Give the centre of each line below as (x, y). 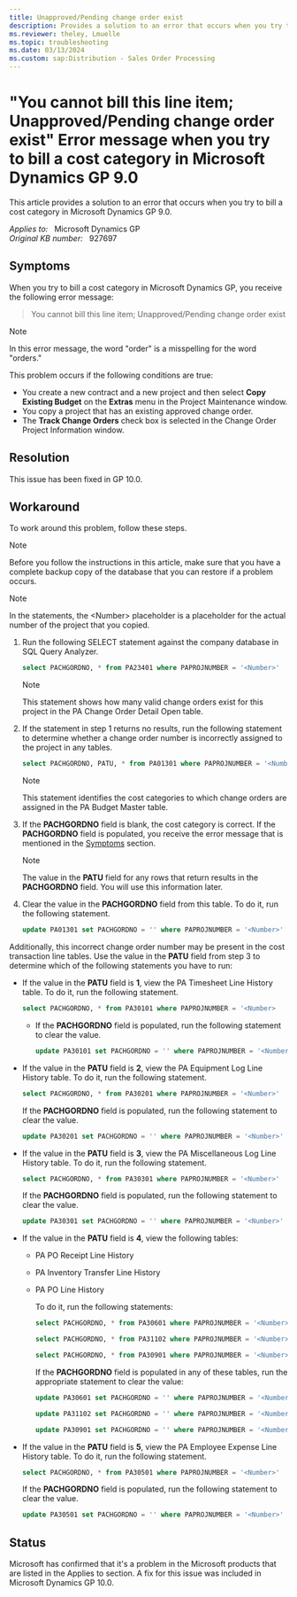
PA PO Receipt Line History (84, 1256)
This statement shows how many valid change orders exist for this (142, 702)
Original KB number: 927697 (63, 238)
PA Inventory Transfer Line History (98, 1273)
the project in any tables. (67, 748)
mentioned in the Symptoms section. (89, 844)
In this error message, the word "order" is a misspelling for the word (133, 348)
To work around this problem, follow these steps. (98, 528)
